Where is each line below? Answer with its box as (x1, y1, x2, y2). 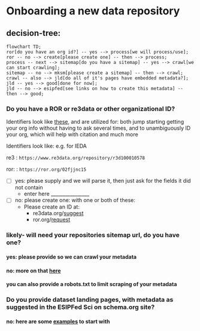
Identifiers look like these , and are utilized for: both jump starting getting (6, 118, 184, 125)
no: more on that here (6, 267, 61, 274)
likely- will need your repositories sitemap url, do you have (6, 231, 180, 240)
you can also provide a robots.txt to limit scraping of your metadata (6, 281, 177, 288)
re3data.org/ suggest (32, 210, 84, 217)
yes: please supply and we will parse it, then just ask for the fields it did (14, 177, 191, 185)
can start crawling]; (6, 65, 60, 71)
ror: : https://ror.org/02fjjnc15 (6, 166, 87, 173)
